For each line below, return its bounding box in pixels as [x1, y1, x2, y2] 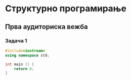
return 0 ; [14, 66, 35, 71]
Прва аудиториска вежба [5, 23, 88, 31]
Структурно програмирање [5, 3, 127, 14]
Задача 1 [5, 37, 27, 44]
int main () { [5, 62, 35, 67]
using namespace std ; [5, 53, 50, 58]
